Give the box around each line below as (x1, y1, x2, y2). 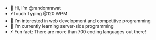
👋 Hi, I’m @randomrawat (10, 5, 61, 11)
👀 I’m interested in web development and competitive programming (10, 18, 151, 24)
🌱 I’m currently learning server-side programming (10, 23, 114, 29)
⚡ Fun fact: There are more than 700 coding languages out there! (10, 29, 146, 35)
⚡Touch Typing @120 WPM (10, 11, 68, 16)
